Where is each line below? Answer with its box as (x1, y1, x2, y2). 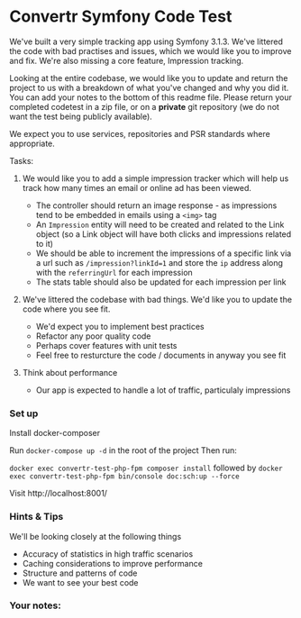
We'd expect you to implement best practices (35, 321, 205, 332)
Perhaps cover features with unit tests (35, 340, 178, 350)
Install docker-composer (9, 428, 101, 439)
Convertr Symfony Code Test (9, 6, 233, 27)
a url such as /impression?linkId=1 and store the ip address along (35, 257, 284, 268)
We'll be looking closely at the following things (9, 531, 182, 541)
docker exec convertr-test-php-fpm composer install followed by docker (9, 462, 283, 474)
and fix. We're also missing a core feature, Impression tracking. (9, 55, 244, 66)
